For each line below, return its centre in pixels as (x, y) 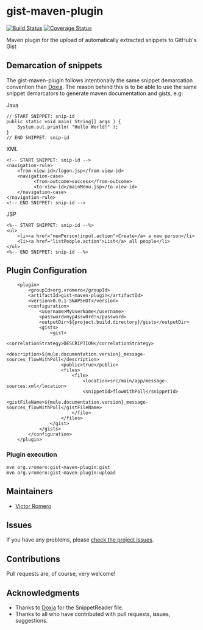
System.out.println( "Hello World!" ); (68, 127)
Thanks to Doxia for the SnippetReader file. (69, 607)
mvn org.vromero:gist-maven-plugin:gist (59, 467)
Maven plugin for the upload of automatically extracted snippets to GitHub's (101, 40)
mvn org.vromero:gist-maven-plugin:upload (61, 473)
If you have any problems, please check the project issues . (80, 540)
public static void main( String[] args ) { (64, 121)
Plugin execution (32, 454)
